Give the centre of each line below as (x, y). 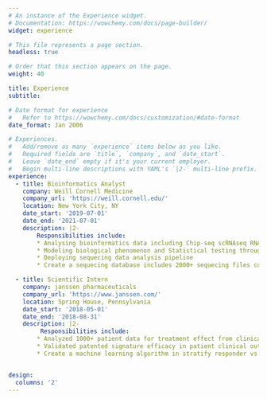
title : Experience (39, 88)
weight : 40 (26, 74)
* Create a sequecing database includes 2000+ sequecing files (143, 265)
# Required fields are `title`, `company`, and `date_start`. (117, 155)
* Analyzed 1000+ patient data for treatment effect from (135, 339)
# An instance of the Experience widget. (78, 16)
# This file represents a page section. (76, 45)
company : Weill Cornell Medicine (78, 191)
